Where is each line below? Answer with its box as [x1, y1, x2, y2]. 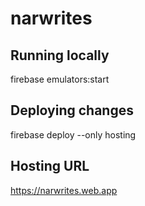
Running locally [10, 47, 110, 64]
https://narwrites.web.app [10, 184, 118, 196]
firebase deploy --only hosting [10, 128, 137, 141]
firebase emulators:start [10, 73, 110, 85]
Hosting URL [10, 158, 90, 175]
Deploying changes [10, 102, 134, 119]
